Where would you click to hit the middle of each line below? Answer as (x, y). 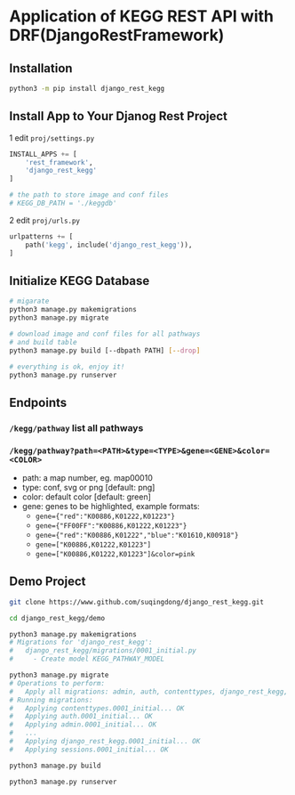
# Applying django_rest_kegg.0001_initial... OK (105, 742)
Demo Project (48, 582)
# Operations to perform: (57, 683)
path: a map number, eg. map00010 (87, 477)
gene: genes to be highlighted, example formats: (111, 506)
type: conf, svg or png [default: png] (88, 487)
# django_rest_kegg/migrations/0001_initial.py (103, 651)
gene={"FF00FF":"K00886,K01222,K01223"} (111, 526)
